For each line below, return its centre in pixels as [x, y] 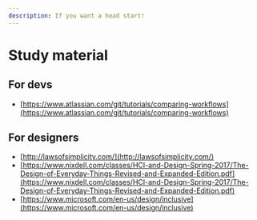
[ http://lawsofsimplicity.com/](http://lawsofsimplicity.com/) [117, 157]
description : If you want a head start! [77, 16]
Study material [58, 55]
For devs [30, 85]
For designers [44, 138]
